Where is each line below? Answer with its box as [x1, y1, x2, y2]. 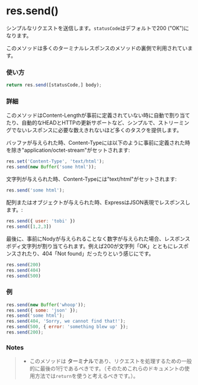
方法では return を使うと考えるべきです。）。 [34, 373, 139, 380]
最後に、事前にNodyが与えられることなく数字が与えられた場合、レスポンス [6, 235, 191, 242]
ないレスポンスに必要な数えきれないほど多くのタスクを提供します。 [16, 126, 182, 134]
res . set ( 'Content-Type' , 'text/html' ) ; [6, 158, 105, 164]
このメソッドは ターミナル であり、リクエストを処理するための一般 [29, 358, 192, 365]
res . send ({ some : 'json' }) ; [6, 307, 78, 313]
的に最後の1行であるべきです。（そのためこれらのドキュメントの [29, 365, 185, 372]
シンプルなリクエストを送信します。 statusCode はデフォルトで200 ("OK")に [6, 24, 190, 31]
